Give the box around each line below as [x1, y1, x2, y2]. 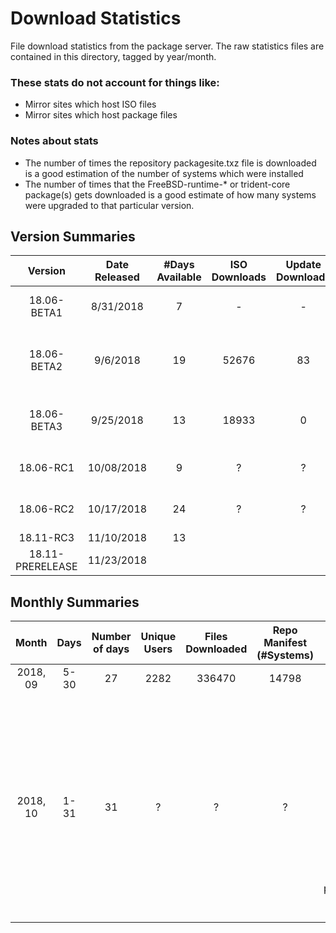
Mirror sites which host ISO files [24, 98, 157, 111]
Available [156, 270, 202, 284]
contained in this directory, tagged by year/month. [10, 50, 217, 62]
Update [285, 258, 322, 272]
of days [93, 642, 130, 656]
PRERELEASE [15, 560, 78, 574]
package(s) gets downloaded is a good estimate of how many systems [24, 188, 317, 201]
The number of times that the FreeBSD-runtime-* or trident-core [24, 178, 291, 190]
